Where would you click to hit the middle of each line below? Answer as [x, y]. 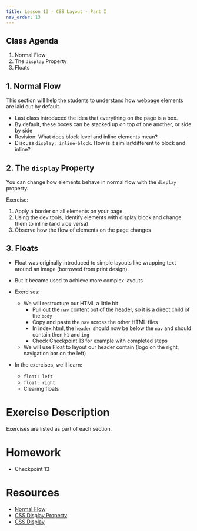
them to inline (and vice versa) [51, 223]
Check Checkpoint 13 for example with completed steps [100, 341]
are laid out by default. [33, 107]
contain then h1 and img [61, 334]
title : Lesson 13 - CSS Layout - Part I [56, 11]
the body [42, 315]
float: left [38, 377]
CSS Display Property [41, 515]
